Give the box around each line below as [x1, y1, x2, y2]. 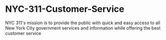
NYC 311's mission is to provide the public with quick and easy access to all [5, 20, 160, 26]
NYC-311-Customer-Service [5, 3, 124, 15]
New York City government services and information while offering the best [5, 25, 161, 31]
